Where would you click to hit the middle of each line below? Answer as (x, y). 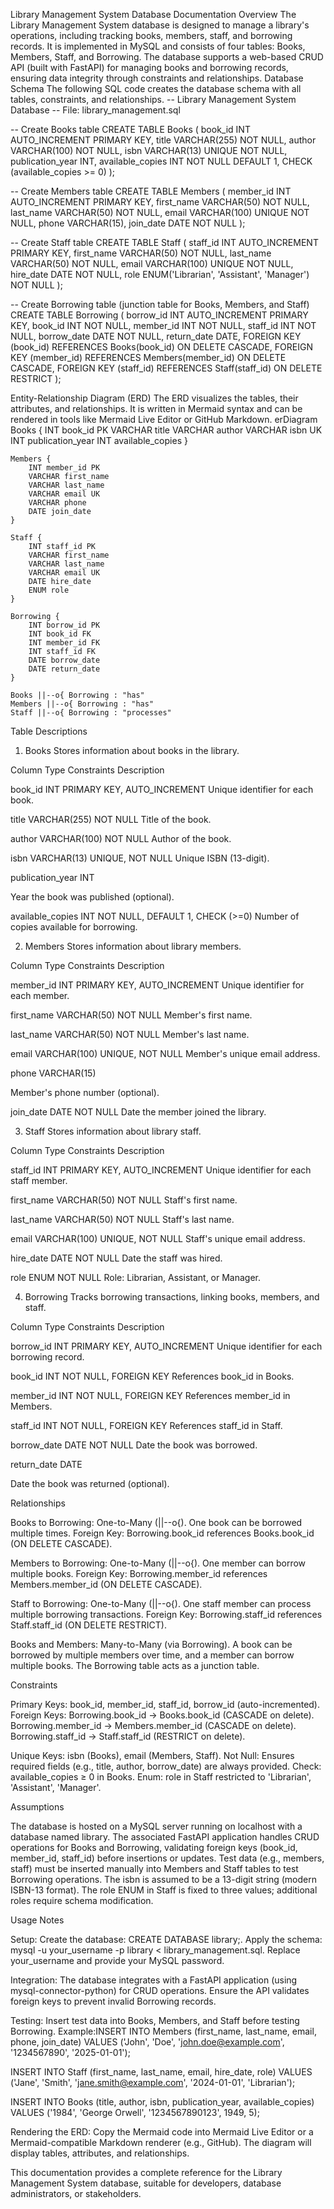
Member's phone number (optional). (85, 1092)
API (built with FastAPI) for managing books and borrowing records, (149, 67)
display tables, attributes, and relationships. (100, 2153)
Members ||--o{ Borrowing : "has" (82, 704)
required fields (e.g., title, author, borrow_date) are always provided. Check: (166, 1766)
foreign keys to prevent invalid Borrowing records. (113, 2001)
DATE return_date (64, 669)
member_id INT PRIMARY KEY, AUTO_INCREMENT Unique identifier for (157, 985)
